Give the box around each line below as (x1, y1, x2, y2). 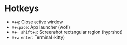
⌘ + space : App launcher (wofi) (11, 24, 70, 30)
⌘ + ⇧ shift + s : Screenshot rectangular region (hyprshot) (11, 29, 123, 35)
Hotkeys (4, 3, 39, 14)
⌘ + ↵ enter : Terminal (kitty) (11, 34, 65, 40)
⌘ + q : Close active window (11, 19, 63, 25)
